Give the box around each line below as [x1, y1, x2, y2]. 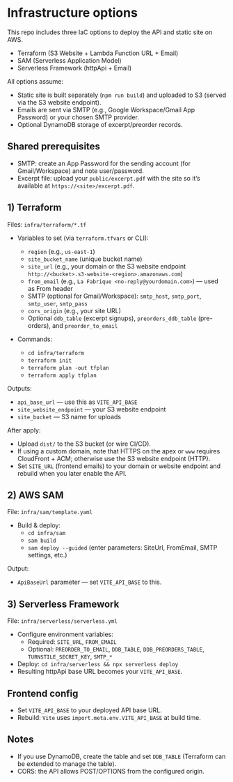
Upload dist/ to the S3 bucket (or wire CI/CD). [17, 439, 152, 448]
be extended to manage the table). [17, 759, 117, 768]
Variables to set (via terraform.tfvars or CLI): [17, 234, 149, 242]
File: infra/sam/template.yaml [7, 508, 93, 516]
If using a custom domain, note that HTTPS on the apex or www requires [17, 446, 220, 455]
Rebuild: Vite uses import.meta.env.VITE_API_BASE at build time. [17, 714, 202, 721]
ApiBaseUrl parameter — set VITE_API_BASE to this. [17, 578, 162, 587]
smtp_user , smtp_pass [27, 299, 88, 308]
